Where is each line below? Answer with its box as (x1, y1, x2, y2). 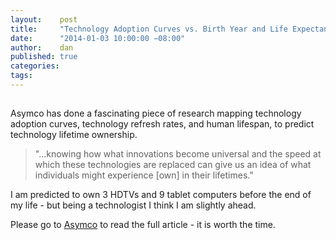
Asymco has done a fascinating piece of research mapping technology (10, 107, 302, 119)
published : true (10, 52, 78, 62)
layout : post (10, 14, 78, 25)
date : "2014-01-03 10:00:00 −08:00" (10, 33, 186, 43)
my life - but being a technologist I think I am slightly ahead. (10, 199, 257, 211)
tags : (10, 71, 33, 81)
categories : (10, 61, 60, 71)
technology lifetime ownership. (10, 128, 138, 140)
